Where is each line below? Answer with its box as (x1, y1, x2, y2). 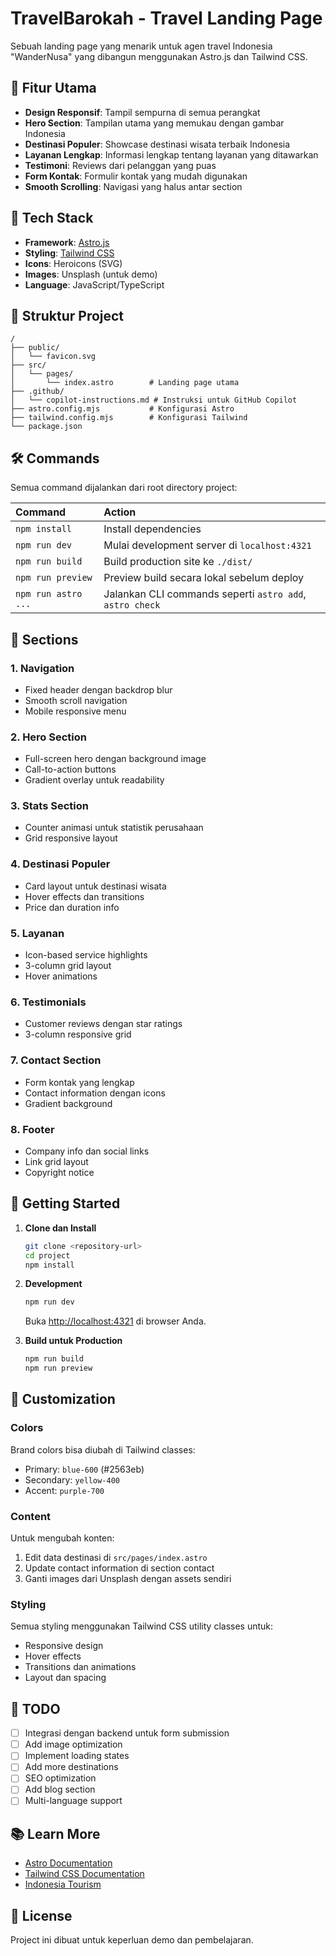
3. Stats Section (10, 799, 89, 813)
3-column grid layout (24, 960, 112, 972)
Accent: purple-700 (24, 1484, 105, 1496)
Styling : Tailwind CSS (24, 247, 115, 259)
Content (10, 1509, 52, 1523)
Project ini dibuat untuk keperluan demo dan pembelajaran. (10, 1934, 254, 1946)
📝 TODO (10, 1700, 61, 1717)
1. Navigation (10, 661, 75, 675)
